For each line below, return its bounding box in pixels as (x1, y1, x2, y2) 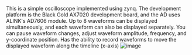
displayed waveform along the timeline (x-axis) (6, 42, 119, 49)
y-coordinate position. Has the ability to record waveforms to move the (6, 36, 177, 43)
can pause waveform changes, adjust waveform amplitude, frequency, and (6, 30, 187, 37)
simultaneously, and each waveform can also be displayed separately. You (6, 23, 186, 30)
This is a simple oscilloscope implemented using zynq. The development (6, 5, 181, 12)
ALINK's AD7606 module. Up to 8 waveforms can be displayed (6, 18, 158, 24)
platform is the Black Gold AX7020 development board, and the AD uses (6, 11, 180, 18)
